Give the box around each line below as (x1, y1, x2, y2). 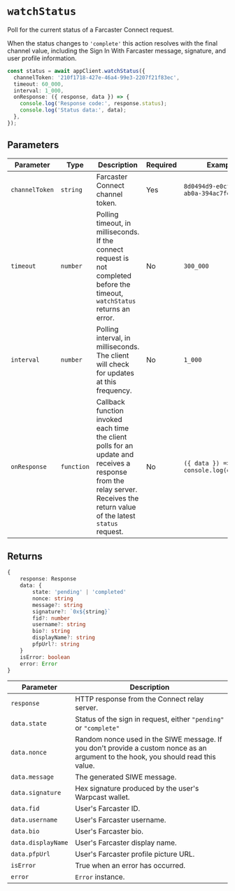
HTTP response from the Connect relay (74, 694, 204, 704)
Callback (96, 397, 125, 407)
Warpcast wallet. (74, 792, 130, 802)
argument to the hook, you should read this (74, 752, 216, 762)
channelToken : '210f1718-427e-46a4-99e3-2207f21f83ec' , (13, 74, 180, 81)
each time (96, 423, 129, 433)
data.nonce (10, 749, 47, 756)
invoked (96, 414, 122, 424)
